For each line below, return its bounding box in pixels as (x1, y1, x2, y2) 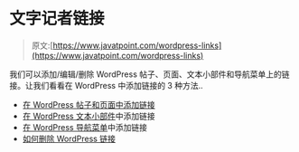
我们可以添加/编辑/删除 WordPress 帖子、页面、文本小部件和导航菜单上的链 (9, 69, 290, 80)
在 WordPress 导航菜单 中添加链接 (22, 121, 147, 132)
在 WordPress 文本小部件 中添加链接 (22, 110, 155, 121)
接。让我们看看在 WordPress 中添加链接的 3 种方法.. (9, 80, 203, 90)
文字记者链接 (9, 8, 106, 29)
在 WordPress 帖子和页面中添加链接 (22, 99, 155, 109)
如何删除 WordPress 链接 (22, 133, 116, 144)
